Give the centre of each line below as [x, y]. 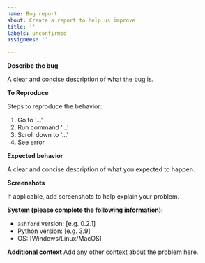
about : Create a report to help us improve [71, 20]
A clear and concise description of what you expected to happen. [101, 169]
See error [31, 142]
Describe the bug [33, 66]
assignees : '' [28, 40]
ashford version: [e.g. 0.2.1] [56, 224]
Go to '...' [30, 120]
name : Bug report [32, 14]
